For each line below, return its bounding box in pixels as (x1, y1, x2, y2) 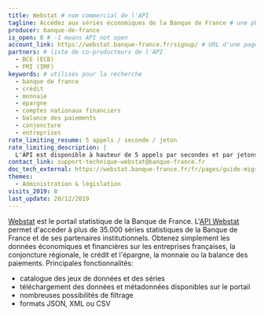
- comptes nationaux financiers (15, 107, 122, 115)
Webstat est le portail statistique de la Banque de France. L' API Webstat (8, 216, 240, 225)
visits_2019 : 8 (8, 187, 58, 195)
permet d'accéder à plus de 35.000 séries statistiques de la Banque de (8, 225, 238, 234)
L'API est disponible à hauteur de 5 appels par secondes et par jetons (15, 151, 258, 158)
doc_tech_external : (8, 165, 72, 173)
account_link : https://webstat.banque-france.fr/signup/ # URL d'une (8, 41, 241, 49)
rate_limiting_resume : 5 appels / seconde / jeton (8, 136, 178, 144)
